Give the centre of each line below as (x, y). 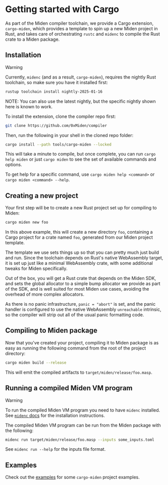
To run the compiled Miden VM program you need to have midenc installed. (83, 410)
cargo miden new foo (27, 223)
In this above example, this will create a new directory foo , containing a (79, 232)
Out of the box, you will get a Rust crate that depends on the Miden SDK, (81, 279)
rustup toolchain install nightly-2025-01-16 (54, 92)
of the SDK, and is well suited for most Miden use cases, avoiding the (77, 289)
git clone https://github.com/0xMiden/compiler (56, 125)
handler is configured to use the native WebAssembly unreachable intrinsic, (83, 309)
